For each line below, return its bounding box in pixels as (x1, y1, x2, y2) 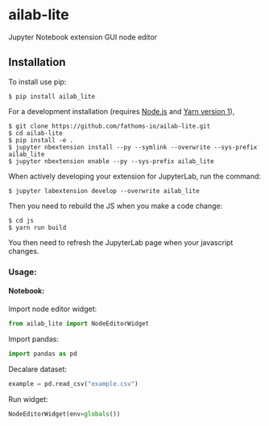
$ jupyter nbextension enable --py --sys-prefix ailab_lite (8, 157, 215, 166)
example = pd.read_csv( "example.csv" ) (8, 379, 139, 387)
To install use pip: (8, 76, 67, 86)
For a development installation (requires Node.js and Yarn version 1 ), (8, 106, 235, 116)
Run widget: (8, 394, 48, 403)
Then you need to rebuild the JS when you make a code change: (8, 201, 223, 211)
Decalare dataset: (8, 364, 67, 374)
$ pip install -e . (8, 136, 74, 144)
